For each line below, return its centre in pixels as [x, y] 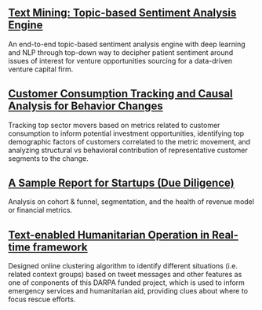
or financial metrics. [40, 210]
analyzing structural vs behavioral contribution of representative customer [128, 150]
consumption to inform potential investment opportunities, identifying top [126, 133]
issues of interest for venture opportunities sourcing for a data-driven [120, 60]
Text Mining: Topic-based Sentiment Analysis [122, 13]
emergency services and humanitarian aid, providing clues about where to [128, 291]
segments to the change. [48, 158]
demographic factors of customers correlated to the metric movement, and [129, 141]
